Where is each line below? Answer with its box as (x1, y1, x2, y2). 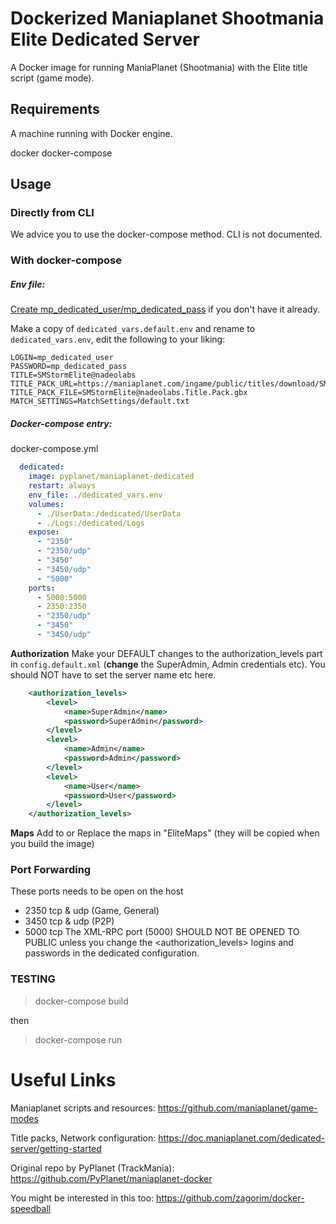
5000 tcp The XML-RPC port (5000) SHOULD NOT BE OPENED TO (24, 926, 300, 938)
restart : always (28, 481, 97, 491)
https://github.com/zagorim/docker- (156, 1192, 305, 1204)
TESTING (10, 972, 56, 986)
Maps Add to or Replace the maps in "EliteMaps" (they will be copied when (10, 827, 320, 839)
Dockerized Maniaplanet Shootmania (10, 7, 325, 30)
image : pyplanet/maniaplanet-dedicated (28, 472, 195, 482)
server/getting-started (10, 1142, 102, 1154)
